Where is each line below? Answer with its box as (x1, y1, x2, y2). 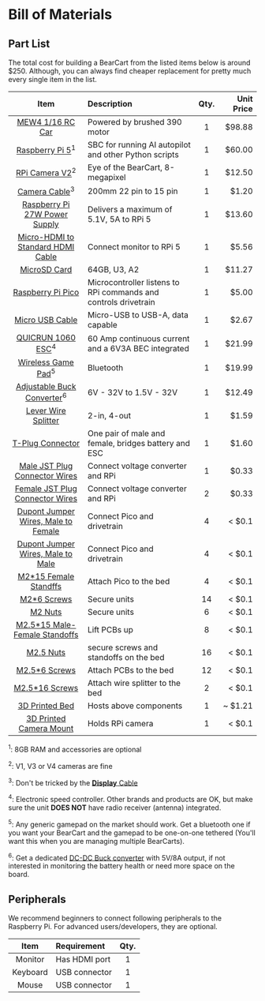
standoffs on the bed (87, 652, 165, 663)
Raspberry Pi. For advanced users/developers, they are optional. (8, 922, 218, 932)
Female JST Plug (14, 483, 77, 494)
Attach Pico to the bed (87, 576, 170, 587)
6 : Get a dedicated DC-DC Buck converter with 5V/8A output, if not (8, 851, 226, 862)
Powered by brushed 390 (87, 117, 183, 127)
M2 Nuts (30, 606, 62, 617)
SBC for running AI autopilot (87, 140, 192, 150)
